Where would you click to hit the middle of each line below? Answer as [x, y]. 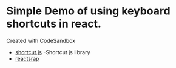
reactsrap [27, 58]
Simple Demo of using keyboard [89, 11]
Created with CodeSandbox [41, 40]
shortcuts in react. [54, 24]
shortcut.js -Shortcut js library [52, 52]
